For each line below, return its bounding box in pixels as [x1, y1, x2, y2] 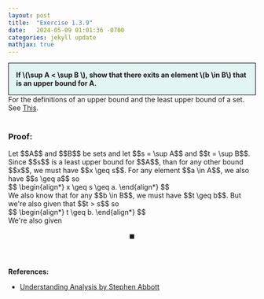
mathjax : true [8, 41, 55, 49]
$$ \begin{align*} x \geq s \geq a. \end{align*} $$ [8, 183, 170, 192]
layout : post [8, 11, 51, 20]
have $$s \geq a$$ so [8, 174, 80, 183]
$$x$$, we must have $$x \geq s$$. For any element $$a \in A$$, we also [8, 166, 250, 175]
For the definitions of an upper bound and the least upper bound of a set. [8, 95, 245, 105]
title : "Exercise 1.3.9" [8, 19, 93, 27]
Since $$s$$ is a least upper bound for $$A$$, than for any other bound [8, 157, 244, 167]
